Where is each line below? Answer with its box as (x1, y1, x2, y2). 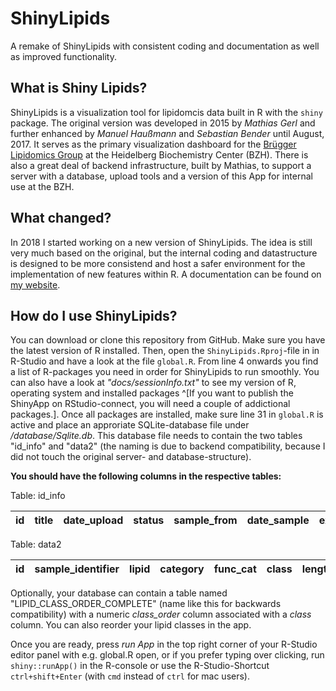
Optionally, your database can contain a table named (10, 587, 228, 599)
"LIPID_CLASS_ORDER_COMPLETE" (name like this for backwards (10, 598, 282, 610)
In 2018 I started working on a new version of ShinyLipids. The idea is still (10, 236, 313, 248)
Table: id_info (10, 490, 66, 502)
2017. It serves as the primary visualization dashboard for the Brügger (10, 138, 297, 150)
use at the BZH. (10, 180, 75, 192)
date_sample (246, 513, 310, 527)
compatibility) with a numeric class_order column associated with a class (10, 608, 312, 621)
